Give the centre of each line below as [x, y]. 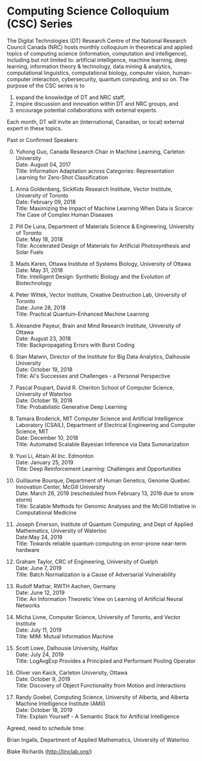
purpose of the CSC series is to [46, 85]
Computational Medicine [46, 512]
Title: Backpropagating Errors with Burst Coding [75, 345]
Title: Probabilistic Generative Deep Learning [71, 406]
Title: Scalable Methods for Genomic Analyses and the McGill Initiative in [106, 506]
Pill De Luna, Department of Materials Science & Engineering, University [105, 226]
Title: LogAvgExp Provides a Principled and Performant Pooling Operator [106, 661]
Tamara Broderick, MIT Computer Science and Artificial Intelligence [99, 419]
